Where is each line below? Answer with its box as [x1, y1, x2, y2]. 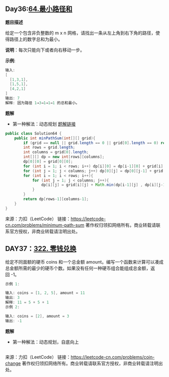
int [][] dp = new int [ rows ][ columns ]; [23, 154, 105, 160]
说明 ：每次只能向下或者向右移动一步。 [5, 47, 84, 53]
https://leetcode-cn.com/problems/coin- [70, 354, 155, 360]
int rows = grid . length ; [23, 145, 75, 150]
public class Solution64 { [5, 131, 62, 136]
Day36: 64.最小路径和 [5, 5, 73, 14]
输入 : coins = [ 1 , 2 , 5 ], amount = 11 [5, 290, 86, 296]
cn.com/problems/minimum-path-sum [5, 222, 84, 228]
